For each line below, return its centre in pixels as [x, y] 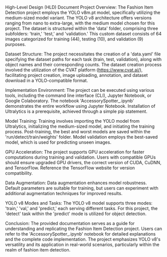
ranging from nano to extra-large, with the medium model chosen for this [80, 23]
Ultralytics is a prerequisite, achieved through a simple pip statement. [76, 111]
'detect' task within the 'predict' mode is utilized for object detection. [76, 214]
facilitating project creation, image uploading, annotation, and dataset [77, 75]
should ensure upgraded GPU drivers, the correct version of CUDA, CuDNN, [83, 162]
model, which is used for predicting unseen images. [58, 142]
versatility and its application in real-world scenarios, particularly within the [82, 245]
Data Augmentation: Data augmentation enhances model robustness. [76, 183]
